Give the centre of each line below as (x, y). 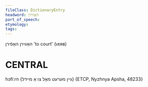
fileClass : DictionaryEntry (35, 10)
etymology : (17, 24)
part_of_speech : (23, 19)
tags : (11, 29)
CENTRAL (27, 65)
